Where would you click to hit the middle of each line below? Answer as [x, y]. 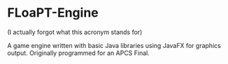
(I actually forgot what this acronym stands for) [75, 32]
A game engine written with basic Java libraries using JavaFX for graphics [114, 45]
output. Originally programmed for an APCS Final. [79, 53]
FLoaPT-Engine [53, 13]
